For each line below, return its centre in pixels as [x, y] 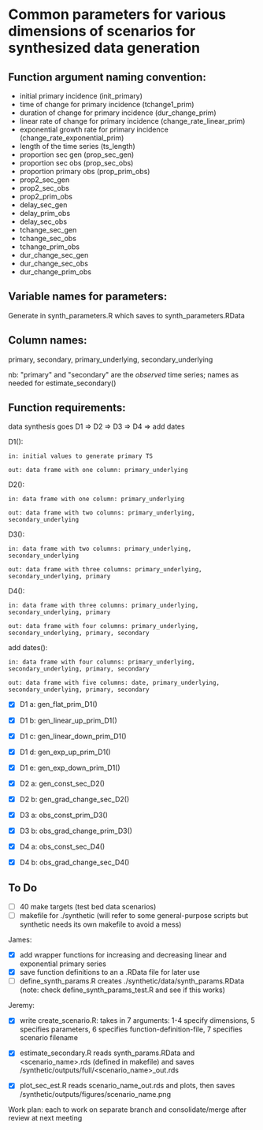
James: [20, 940]
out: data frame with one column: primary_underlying [98, 470]
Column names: [48, 340]
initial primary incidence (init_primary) [81, 96]
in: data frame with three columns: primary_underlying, [104, 606]
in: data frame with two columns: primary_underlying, [100, 549]
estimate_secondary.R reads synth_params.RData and [107, 1053]
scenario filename [49, 1038]
